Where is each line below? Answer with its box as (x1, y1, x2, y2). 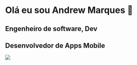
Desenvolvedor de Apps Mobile (5, 41, 105, 49)
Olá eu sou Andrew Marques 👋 (5, 4, 133, 16)
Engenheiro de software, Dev (5, 24, 97, 33)
